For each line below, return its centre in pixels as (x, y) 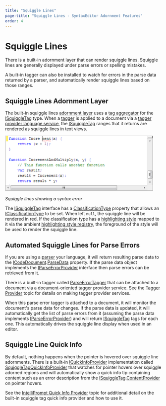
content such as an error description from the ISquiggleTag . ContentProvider (83, 378)
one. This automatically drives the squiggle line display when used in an (79, 324)
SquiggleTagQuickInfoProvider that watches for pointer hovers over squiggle (83, 367)
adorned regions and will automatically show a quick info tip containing (78, 372)
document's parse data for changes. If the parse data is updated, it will (77, 308)
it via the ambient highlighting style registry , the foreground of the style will (82, 224)
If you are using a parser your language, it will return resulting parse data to (82, 257)
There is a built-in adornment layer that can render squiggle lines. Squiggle (82, 60)
